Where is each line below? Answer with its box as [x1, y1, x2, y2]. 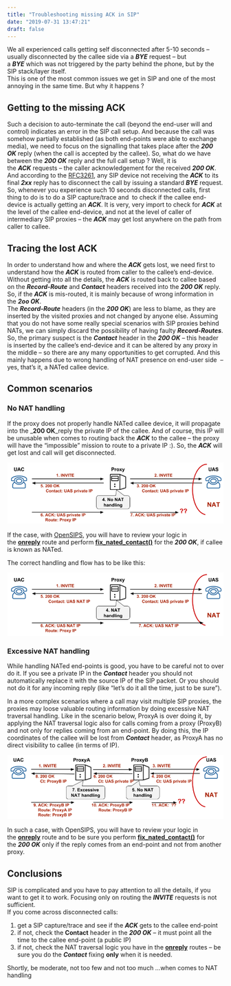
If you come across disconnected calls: [7, 908, 118, 917]
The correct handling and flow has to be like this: [7, 559, 146, 567]
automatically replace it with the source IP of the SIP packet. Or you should [7, 676, 219, 685]
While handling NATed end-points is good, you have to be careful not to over [7, 661, 224, 670]
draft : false [7, 25, 45, 32]
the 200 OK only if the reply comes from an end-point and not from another [7, 840, 222, 849]
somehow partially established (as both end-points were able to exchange [7, 135, 217, 143]
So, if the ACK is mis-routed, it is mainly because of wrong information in [7, 290, 214, 298]
